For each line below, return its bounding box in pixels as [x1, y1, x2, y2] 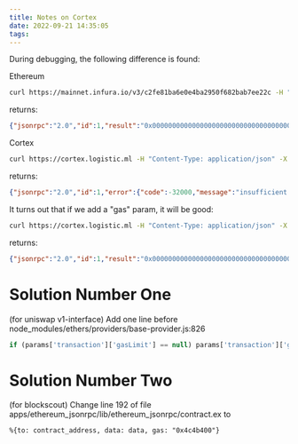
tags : [9, 29, 29, 38]
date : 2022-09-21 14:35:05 [9, 21, 109, 30]
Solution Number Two [9, 370, 173, 391]
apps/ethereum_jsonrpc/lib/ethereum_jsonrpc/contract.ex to [9, 409, 231, 420]
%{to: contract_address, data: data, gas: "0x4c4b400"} [9, 426, 220, 435]
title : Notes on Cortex [9, 12, 98, 22]
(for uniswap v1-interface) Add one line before [9, 313, 179, 324]
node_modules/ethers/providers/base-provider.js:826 [9, 323, 206, 334]
